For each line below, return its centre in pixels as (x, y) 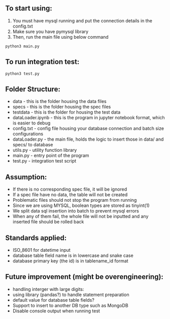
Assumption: (26, 177)
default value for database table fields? (54, 300)
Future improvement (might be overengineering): (84, 277)
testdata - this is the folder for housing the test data (66, 112)
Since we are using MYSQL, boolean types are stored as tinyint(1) (81, 205)
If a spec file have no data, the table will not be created (70, 195)
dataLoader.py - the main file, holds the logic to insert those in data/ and (88, 139)
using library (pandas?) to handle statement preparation (71, 295)
